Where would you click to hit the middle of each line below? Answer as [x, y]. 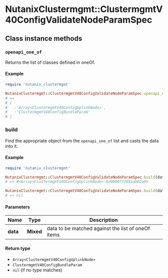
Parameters [17, 207]
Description [103, 220]
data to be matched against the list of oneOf [98, 228]
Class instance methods [44, 38]
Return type [18, 248]
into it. [12, 146]
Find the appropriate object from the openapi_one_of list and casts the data [82, 141]
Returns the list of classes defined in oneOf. [50, 62]
